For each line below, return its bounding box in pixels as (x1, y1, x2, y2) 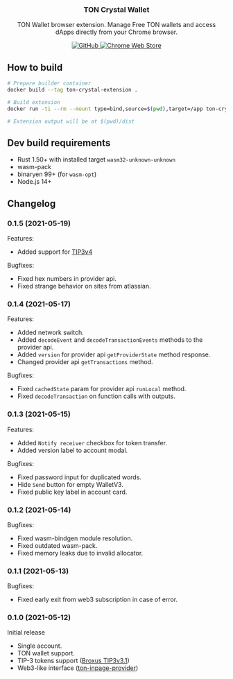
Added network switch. (17, 328, 85, 337)
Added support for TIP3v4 (17, 248, 93, 256)
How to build (7, 61, 63, 74)
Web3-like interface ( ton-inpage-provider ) (17, 664, 139, 672)
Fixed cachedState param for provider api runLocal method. (17, 385, 187, 393)
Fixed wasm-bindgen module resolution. (17, 534, 133, 542)
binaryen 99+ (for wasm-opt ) (17, 170, 97, 178)
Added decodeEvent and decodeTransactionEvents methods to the (17, 336, 203, 344)
